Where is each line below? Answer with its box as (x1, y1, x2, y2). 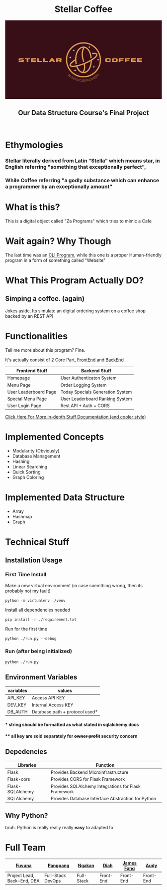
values (58, 687, 72, 694)
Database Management (12, 453, 61, 459)
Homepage (7, 375, 30, 381)
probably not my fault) (5, 588, 51, 594)
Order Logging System (60, 382, 107, 388)
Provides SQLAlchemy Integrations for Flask (50, 783, 141, 789)
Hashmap (12, 513, 32, 519)
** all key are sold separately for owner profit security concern (5, 733, 138, 739)
